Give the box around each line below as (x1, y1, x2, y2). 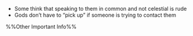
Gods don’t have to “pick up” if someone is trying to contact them (14, 11, 176, 19)
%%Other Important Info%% (5, 23, 77, 30)
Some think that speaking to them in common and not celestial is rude (14, 5, 187, 12)
